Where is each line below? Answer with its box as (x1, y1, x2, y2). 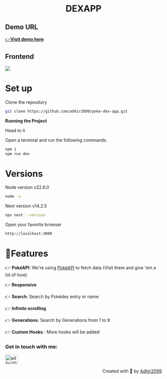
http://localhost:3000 (5, 231, 52, 236)
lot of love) (5, 272, 27, 278)
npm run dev (5, 151, 30, 156)
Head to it (5, 127, 25, 133)
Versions (5, 168, 43, 179)
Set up (5, 83, 32, 94)
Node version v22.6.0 (5, 184, 50, 190)
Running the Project (5, 118, 47, 124)
